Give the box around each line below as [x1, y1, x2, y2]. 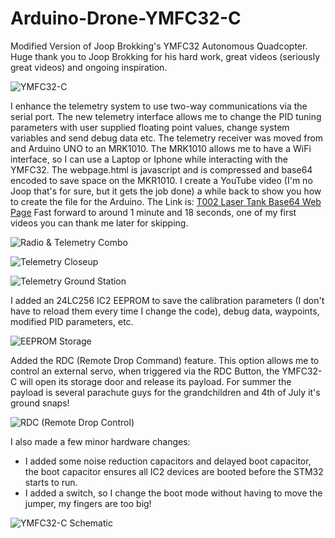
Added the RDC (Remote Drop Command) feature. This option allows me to [10, 354, 320, 366]
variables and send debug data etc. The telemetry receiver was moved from [10, 132, 324, 144]
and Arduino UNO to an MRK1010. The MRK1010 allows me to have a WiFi [10, 142, 312, 154]
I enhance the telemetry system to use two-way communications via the [10, 100, 308, 112]
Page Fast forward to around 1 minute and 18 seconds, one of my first [10, 206, 297, 218]
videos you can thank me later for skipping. [10, 217, 189, 229]
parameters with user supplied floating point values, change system [10, 121, 290, 133]
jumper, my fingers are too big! [24, 497, 152, 509]
